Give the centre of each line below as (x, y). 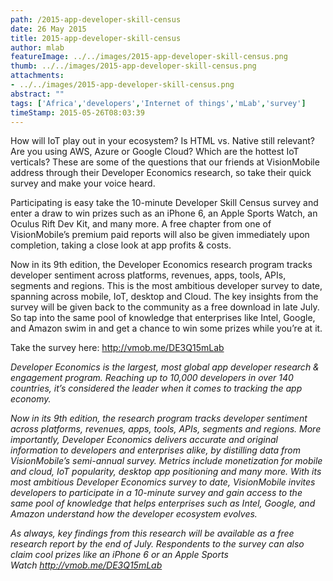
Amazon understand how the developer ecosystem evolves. (134, 514)
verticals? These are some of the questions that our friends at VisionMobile (165, 162)
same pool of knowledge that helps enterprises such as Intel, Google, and (163, 503)
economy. (31, 399)
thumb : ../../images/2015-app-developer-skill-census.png (133, 66)
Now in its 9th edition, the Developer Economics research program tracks (161, 265)
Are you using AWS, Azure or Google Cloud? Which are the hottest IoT (155, 152)
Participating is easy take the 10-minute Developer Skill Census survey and (164, 203)
